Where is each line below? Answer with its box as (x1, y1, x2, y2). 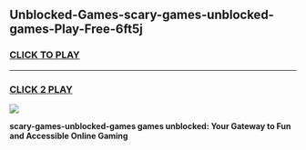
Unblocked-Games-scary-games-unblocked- (9, 7, 275, 23)
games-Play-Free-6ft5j (9, 22, 143, 37)
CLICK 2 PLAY (9, 83, 73, 95)
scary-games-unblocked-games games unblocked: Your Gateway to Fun (9, 120, 291, 131)
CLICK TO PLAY (9, 49, 80, 62)
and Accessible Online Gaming (9, 130, 128, 141)
